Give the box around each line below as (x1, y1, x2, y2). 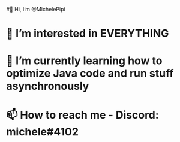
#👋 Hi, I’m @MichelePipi (6, 6, 65, 13)
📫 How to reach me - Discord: (6, 108, 159, 122)
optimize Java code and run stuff (6, 67, 174, 80)
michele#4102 (6, 125, 79, 138)
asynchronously (6, 80, 89, 93)
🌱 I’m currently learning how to (6, 54, 163, 68)
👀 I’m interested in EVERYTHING (6, 27, 169, 40)
